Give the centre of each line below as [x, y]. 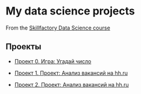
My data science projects [70, 11]
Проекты [23, 47]
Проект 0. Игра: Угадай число [53, 61]
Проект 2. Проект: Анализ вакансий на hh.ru [71, 84]
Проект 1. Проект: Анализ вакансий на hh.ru [71, 73]
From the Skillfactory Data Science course [58, 28]
